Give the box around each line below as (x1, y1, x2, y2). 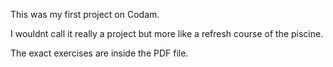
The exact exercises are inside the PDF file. (10, 47, 189, 59)
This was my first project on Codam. (10, 9, 160, 20)
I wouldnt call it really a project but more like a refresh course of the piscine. (10, 28, 324, 39)
